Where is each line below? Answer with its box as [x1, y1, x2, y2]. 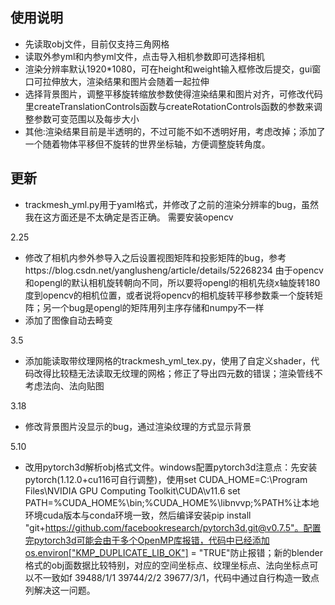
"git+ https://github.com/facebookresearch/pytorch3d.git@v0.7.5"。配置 [24, 521, 322, 533]
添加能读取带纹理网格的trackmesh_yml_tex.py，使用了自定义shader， [24, 354, 312, 367]
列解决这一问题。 [24, 584, 96, 596]
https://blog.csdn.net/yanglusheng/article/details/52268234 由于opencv [24, 264, 324, 276]
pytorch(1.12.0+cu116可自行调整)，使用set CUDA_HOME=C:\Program [24, 473, 308, 485]
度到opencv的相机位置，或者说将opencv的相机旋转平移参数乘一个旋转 [24, 289, 315, 301]
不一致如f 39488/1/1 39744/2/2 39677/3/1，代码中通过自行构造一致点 [33, 571, 320, 583]
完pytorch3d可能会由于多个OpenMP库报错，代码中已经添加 [24, 534, 270, 546]
